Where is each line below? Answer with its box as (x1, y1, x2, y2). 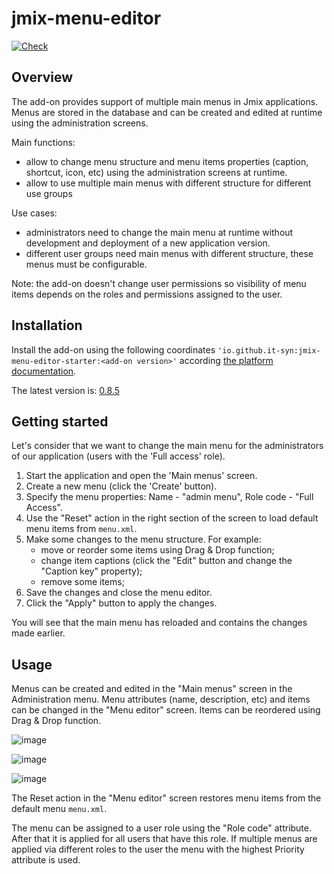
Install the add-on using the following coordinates (11, 343, 216, 356)
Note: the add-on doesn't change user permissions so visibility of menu (11, 277, 307, 289)
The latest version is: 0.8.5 (11, 384, 121, 396)
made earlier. (11, 627, 66, 639)
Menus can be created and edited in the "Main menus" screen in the (11, 683, 293, 695)
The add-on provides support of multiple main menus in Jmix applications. (11, 95, 319, 107)
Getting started (11, 413, 109, 430)
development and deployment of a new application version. (25, 237, 271, 249)
